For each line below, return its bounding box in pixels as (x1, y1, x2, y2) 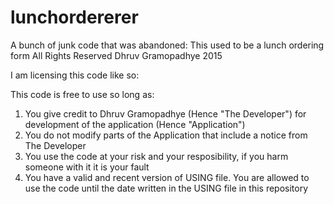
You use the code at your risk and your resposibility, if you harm (24, 150, 289, 162)
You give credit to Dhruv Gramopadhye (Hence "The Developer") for (24, 107, 307, 120)
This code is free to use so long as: (10, 88, 155, 100)
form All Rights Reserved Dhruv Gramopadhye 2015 (10, 49, 223, 61)
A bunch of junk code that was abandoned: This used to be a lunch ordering (10, 39, 325, 51)
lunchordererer (10, 6, 139, 29)
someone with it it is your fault (24, 161, 150, 173)
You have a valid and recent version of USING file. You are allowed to (24, 171, 310, 183)
